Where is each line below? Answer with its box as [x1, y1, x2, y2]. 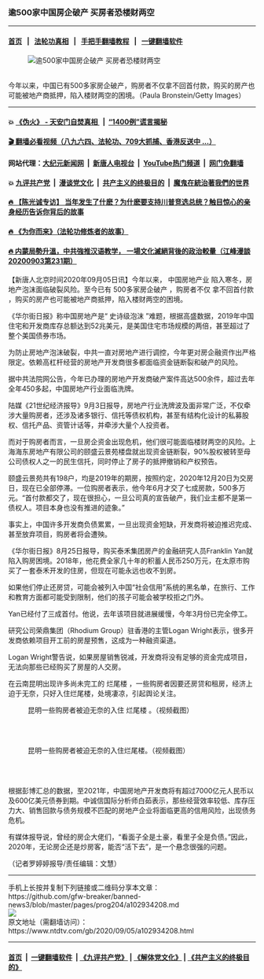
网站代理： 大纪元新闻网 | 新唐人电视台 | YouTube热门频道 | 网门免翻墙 [8, 159, 244, 168]
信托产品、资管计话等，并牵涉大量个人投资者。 [21, 421, 174, 430]
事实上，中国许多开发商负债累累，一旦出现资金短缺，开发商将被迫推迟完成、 [8, 520, 256, 529]
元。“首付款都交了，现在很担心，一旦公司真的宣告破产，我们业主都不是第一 [8, 493, 253, 502]
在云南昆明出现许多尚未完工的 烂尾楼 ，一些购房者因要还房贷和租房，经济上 [8, 679, 253, 689]
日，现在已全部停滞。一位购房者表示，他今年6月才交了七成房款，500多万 [8, 484, 246, 493]
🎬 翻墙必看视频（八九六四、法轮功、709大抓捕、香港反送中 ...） [8, 136, 216, 146]
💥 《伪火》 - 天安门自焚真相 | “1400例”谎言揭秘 [8, 117, 167, 127]
